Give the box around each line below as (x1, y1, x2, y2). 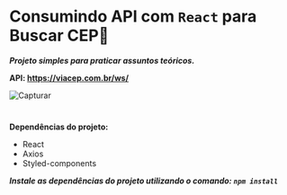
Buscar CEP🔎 (9, 25, 110, 46)
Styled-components (22, 158, 97, 169)
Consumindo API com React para (9, 6, 257, 27)
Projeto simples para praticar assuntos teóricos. (9, 55, 195, 66)
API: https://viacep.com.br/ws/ (9, 72, 129, 83)
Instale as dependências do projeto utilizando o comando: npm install (9, 175, 279, 186)
